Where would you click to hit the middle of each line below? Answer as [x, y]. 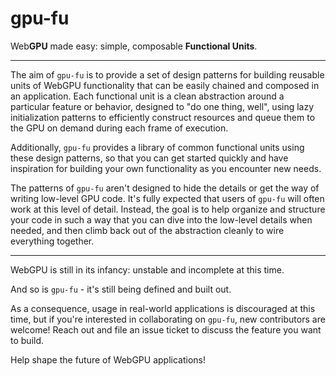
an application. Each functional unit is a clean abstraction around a [147, 96]
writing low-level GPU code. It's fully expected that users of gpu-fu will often [167, 198]
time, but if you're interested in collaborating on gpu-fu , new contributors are [168, 319]
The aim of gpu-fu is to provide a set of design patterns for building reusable [167, 74]
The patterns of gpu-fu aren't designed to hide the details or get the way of [165, 188]
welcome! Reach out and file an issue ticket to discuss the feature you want [166, 329]
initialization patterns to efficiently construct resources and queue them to [163, 117]
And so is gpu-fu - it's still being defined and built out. [121, 289]
